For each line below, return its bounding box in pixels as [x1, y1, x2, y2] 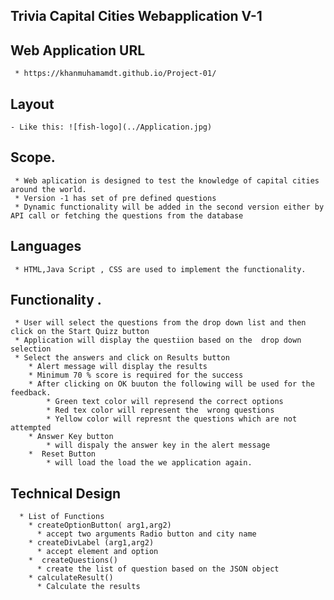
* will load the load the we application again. [46, 458, 253, 468]
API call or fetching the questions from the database [10, 210, 244, 221]
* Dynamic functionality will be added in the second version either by [14, 202, 325, 212]
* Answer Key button [28, 432, 114, 442]
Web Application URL [10, 42, 146, 59]
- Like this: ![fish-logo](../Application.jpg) [10, 122, 213, 133]
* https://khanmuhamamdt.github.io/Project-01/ [14, 69, 217, 79]
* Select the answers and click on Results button [14, 353, 230, 363]
